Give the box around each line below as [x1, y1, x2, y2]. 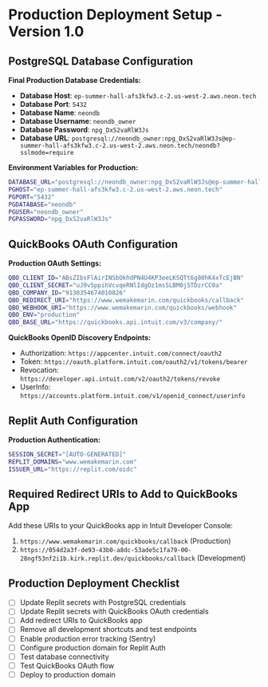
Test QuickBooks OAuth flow [19, 661, 114, 670]
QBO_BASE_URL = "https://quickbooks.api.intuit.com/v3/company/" [8, 318, 223, 326]
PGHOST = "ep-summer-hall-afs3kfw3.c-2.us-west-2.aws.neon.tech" [8, 185, 223, 193]
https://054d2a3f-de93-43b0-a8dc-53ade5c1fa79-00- [19, 547, 192, 555]
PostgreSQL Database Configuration [8, 54, 194, 68]
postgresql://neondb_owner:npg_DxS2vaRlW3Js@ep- [71, 135, 237, 143]
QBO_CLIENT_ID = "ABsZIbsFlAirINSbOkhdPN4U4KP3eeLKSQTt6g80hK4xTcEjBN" [8, 274, 245, 282]
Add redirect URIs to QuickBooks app [19, 616, 143, 626]
